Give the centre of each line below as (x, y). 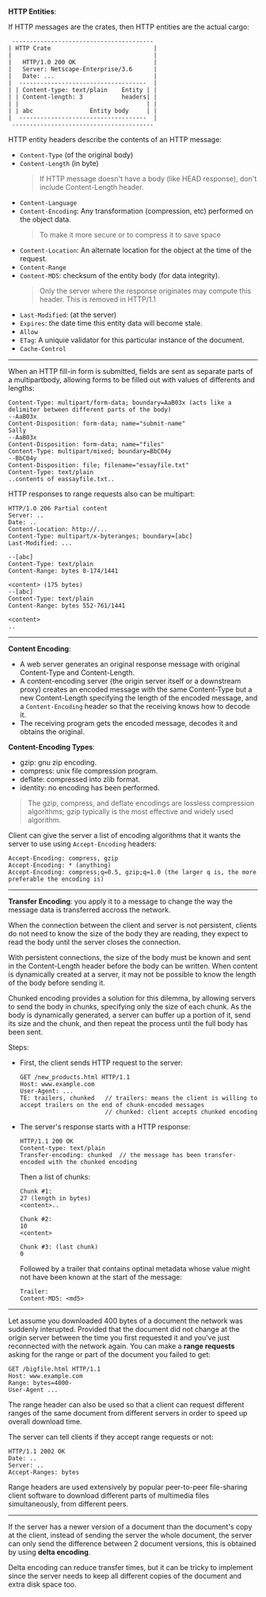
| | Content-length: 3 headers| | (83, 97)
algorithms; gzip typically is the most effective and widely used (130, 812)
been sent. (26, 1032)
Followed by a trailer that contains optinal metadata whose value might (135, 1269)
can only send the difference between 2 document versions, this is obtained (132, 1543)
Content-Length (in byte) (59, 163)
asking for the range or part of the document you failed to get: (110, 1354)
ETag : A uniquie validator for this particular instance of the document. (132, 340)
